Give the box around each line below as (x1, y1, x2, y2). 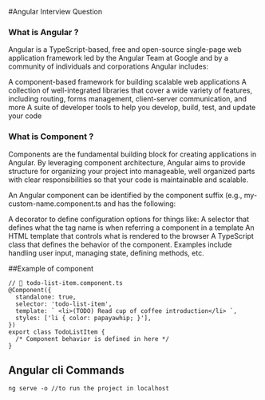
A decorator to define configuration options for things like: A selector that (8, 214, 250, 224)
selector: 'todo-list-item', (15, 299, 113, 308)
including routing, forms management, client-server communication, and (8, 94, 247, 104)
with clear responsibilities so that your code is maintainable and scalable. (8, 175, 249, 184)
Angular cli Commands (8, 363, 125, 377)
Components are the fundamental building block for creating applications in (8, 149, 257, 159)
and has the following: (103, 199, 176, 208)
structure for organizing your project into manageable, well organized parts (8, 166, 255, 176)
